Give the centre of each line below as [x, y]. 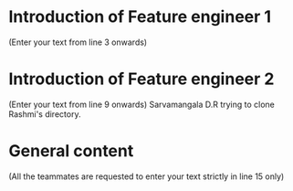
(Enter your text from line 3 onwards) [78, 42]
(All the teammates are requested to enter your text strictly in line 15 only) [146, 176]
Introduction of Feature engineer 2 [141, 79]
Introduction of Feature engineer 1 [140, 17]
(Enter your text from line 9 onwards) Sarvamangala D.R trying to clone [142, 104]
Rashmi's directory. [45, 114]
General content [71, 151]
